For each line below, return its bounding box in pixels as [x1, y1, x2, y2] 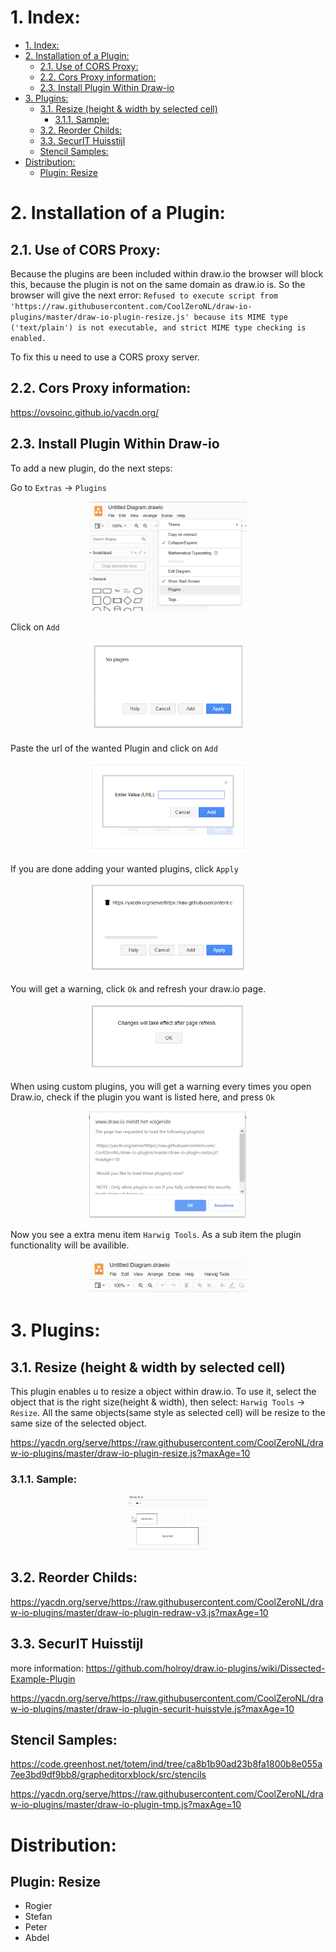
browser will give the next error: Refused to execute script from [10, 289, 278, 301]
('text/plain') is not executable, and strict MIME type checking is [10, 322, 307, 333]
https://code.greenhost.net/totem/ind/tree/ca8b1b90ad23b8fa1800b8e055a [10, 1758, 323, 1770]
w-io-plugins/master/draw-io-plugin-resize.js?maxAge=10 [10, 1447, 251, 1460]
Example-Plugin [10, 1672, 76, 1685]
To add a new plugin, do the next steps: [10, 462, 173, 474]
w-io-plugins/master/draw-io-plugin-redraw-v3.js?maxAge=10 [10, 1606, 269, 1618]
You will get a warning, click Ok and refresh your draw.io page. [10, 982, 267, 995]
